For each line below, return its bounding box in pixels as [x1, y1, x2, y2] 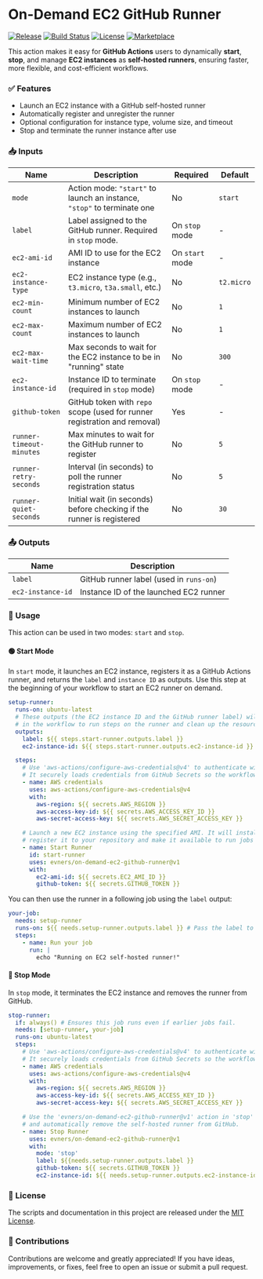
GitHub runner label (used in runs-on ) [79, 573, 218, 584]
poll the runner [67, 471, 122, 482]
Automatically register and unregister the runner [19, 109, 175, 119]
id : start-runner [28, 850, 86, 859]
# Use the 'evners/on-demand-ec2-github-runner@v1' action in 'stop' [22, 1113, 254, 1121]
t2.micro [218, 277, 251, 287]
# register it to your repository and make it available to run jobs [22, 836, 254, 845]
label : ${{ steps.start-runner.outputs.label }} [22, 735, 184, 743]
